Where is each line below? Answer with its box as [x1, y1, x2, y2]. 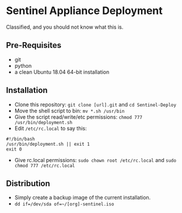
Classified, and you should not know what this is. [6, 23, 124, 30]
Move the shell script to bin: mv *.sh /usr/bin [14, 107, 125, 114]
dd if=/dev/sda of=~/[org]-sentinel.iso [14, 201, 114, 207]
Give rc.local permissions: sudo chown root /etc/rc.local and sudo [14, 156, 177, 163]
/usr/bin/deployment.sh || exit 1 [6, 141, 90, 147]
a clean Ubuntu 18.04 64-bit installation [14, 68, 110, 75]
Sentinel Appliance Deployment [6, 4, 163, 18]
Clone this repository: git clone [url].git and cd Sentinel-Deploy [14, 101, 177, 108]
